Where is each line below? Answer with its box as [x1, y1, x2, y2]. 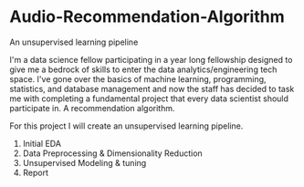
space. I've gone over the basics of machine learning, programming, [9, 73, 267, 84]
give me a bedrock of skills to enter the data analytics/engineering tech [9, 64, 278, 75]
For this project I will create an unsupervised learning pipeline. [9, 120, 244, 131]
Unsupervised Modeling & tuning [22, 157, 147, 168]
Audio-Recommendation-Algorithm [9, 6, 285, 27]
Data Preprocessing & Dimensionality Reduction [22, 148, 203, 159]
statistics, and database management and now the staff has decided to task [9, 83, 295, 94]
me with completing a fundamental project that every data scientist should [9, 93, 289, 104]
